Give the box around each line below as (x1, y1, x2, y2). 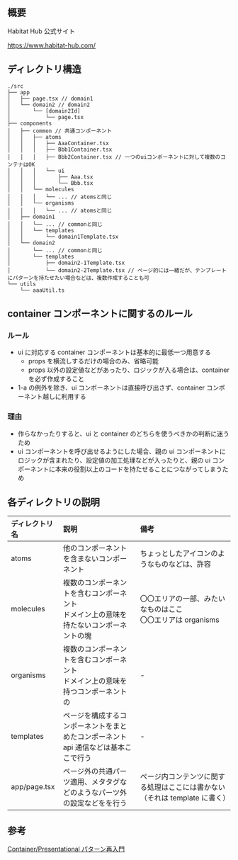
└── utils (7, 281, 37, 288)
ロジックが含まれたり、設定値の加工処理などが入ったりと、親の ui (17, 456, 211, 464)
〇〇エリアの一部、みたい (140, 594, 225, 604)
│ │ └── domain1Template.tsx (7, 233, 119, 240)
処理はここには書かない (147, 782, 225, 792)
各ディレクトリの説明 (7, 497, 101, 508)
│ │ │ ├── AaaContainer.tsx (7, 140, 110, 147)
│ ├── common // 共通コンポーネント (7, 127, 112, 135)
